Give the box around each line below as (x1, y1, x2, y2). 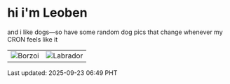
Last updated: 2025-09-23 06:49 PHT (7, 68, 118, 77)
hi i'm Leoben (7, 5, 88, 21)
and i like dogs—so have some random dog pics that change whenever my (7, 28, 223, 36)
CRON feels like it (7, 35, 58, 43)
